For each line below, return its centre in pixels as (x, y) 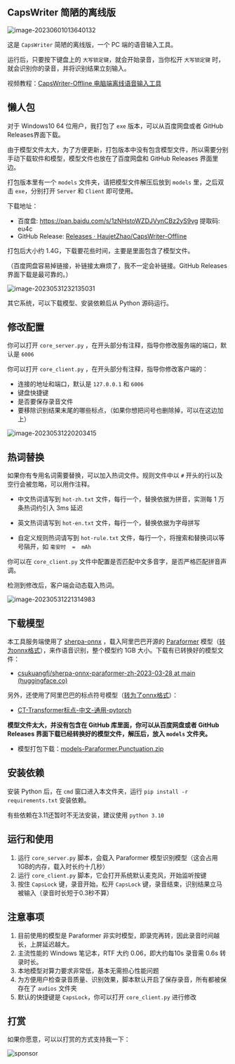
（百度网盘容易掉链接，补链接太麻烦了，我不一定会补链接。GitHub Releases (117, 265)
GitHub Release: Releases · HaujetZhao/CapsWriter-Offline (102, 236)
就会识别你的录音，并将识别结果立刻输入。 (69, 68)
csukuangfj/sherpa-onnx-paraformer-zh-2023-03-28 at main (106, 673)
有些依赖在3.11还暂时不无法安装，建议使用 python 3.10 (86, 815)
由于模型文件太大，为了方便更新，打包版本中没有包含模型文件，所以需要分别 (118, 149)
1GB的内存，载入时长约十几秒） (63, 866)
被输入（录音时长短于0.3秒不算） (65, 892)
